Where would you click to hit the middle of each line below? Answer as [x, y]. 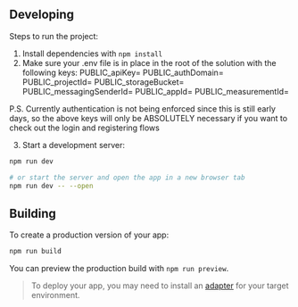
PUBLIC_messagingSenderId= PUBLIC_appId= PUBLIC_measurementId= [156, 91]
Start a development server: [73, 145]
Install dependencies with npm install [92, 54]
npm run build [36, 252]
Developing [41, 15]
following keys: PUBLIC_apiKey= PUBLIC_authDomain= [123, 72]
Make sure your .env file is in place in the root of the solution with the [149, 62]
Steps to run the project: [54, 36]
